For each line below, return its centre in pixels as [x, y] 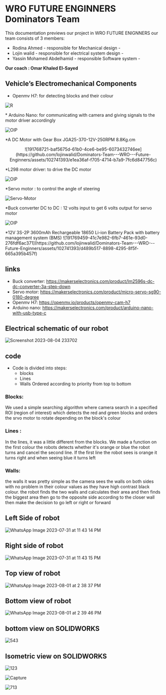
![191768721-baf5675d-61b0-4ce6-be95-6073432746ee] [83, 149]
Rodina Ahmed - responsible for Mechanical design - [66, 48]
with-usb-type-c [29, 313]
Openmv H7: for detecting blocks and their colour [63, 95]
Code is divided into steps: [39, 368]
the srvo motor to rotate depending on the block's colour [63, 418]
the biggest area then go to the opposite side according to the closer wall [80, 497]
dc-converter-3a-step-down [41, 286]
